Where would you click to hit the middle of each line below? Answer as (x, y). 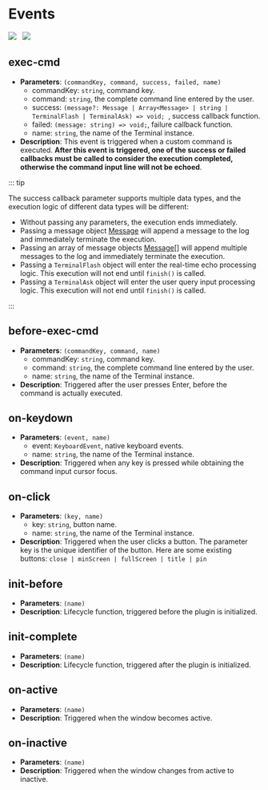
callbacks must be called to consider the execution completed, (126, 158)
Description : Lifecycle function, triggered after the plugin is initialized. (136, 664)
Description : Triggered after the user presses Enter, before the (124, 384)
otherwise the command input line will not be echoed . (111, 167)
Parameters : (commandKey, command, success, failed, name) (120, 82)
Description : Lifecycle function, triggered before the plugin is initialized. (138, 612)
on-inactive (38, 743)
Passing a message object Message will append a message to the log (134, 230)
